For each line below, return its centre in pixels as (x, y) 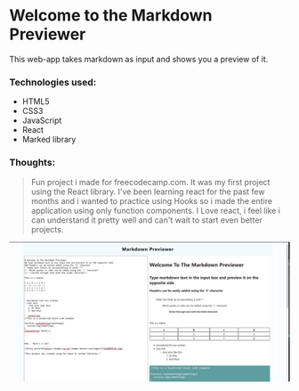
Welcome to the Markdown (111, 16)
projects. (47, 229)
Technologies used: (53, 82)
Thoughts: (32, 163)
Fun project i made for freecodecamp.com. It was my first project (150, 182)
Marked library (49, 140)
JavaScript (42, 120)
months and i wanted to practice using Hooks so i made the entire (152, 200)
